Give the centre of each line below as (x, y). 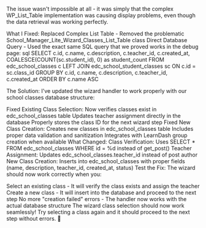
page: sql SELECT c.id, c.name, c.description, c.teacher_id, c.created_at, (98, 53)
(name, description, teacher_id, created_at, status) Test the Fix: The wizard (101, 168)
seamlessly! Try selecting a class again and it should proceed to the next (98, 212)
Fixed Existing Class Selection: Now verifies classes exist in (82, 109)
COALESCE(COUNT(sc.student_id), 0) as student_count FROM (85, 60)
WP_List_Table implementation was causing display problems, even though (101, 15)
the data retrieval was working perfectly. (57, 22)
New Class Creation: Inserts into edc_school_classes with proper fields (96, 161)
